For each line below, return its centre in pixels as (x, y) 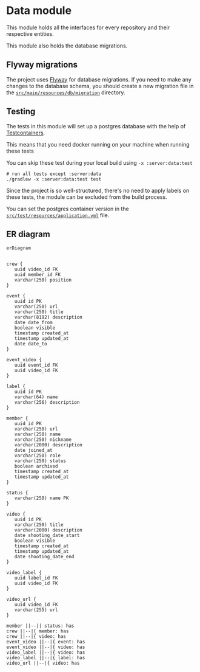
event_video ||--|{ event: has (46, 642)
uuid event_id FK (36, 365)
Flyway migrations (42, 65)
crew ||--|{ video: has (36, 637)
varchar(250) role (38, 456)
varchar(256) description (47, 403)
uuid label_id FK (36, 578)
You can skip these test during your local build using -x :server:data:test (99, 162)
